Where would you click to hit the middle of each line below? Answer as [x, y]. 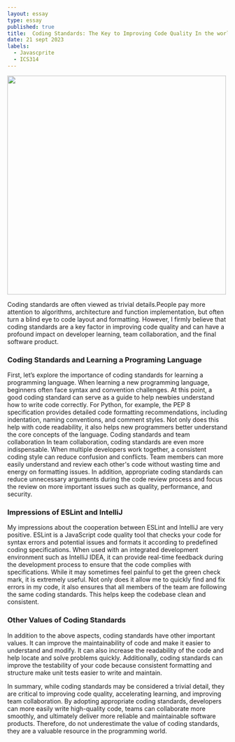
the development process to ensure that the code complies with [99, 565]
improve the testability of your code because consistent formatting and [109, 665]
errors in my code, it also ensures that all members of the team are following [117, 587]
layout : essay [28, 14]
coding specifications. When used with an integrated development [103, 550]
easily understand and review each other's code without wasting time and [114, 465]
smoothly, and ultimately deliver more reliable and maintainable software [112, 716]
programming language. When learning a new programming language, [108, 383]
